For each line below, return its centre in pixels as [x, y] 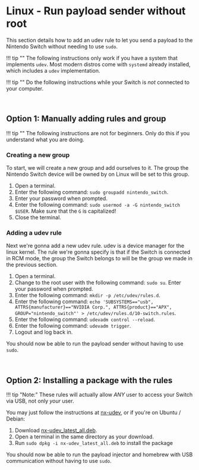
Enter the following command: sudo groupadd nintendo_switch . [91, 192]
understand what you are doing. [45, 139]
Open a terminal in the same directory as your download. [84, 437]
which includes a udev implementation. [53, 70]
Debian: [16, 419]
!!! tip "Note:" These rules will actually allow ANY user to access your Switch [99, 395]
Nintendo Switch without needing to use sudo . [62, 46]
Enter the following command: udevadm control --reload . [85, 319]
